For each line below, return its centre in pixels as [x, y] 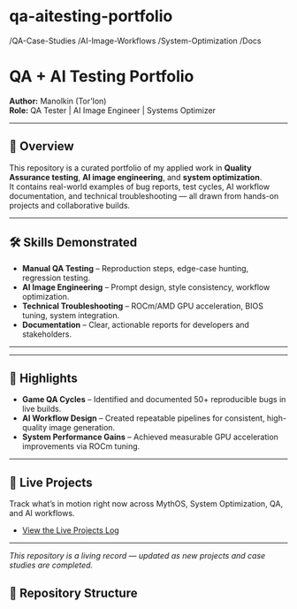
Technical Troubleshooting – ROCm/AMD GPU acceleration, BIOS [142, 306]
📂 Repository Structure [73, 593]
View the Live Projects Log [70, 530]
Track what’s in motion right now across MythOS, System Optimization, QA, [146, 504]
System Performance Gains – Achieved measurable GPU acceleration [150, 437]
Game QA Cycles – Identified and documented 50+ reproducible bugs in [154, 400]
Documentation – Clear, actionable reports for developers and [136, 324]
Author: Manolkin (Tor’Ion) [58, 101]
